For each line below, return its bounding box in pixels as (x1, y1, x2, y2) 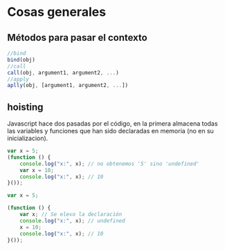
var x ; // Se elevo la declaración (19, 211, 123, 218)
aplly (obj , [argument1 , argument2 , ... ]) (7, 82, 129, 89)
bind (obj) (7, 56, 36, 63)
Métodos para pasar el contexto (7, 32, 147, 44)
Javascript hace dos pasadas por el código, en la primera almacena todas (7, 119, 218, 128)
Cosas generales (7, 4, 106, 20)
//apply (7, 75, 30, 83)
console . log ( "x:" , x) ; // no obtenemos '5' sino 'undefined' (19, 160, 199, 167)
